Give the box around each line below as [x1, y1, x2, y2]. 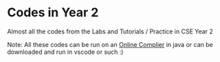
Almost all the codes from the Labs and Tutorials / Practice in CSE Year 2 [7, 27, 213, 35]
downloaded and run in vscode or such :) [7, 48, 124, 56]
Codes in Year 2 [7, 5, 99, 20]
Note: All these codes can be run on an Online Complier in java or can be [7, 40, 213, 48]
